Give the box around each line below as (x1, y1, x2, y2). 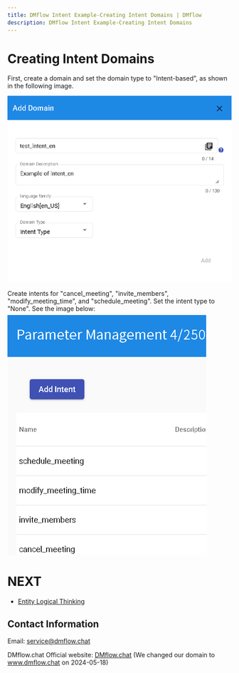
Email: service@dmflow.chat (7, 637, 91, 645)
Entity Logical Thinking (17, 597, 85, 606)
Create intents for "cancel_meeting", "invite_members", (7, 289, 169, 298)
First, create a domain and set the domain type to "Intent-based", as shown (7, 74, 228, 83)
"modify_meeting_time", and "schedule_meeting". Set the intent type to (7, 297, 216, 306)
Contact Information (7, 617, 100, 630)
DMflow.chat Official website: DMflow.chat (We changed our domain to (7, 650, 216, 659)
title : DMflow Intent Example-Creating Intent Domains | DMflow (7, 11, 202, 19)
